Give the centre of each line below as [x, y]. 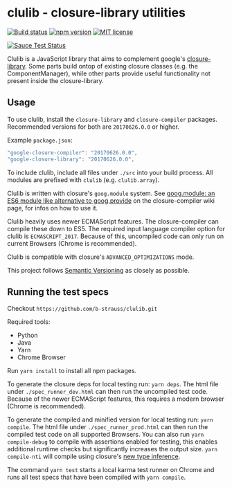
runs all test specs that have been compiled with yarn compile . [96, 477]
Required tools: [29, 322]
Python [27, 335]
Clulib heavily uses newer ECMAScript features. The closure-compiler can [113, 221]
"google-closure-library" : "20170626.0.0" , [71, 159]
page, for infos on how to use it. [53, 208]
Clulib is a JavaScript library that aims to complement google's [96, 58]
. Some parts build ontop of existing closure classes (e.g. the [112, 66]
